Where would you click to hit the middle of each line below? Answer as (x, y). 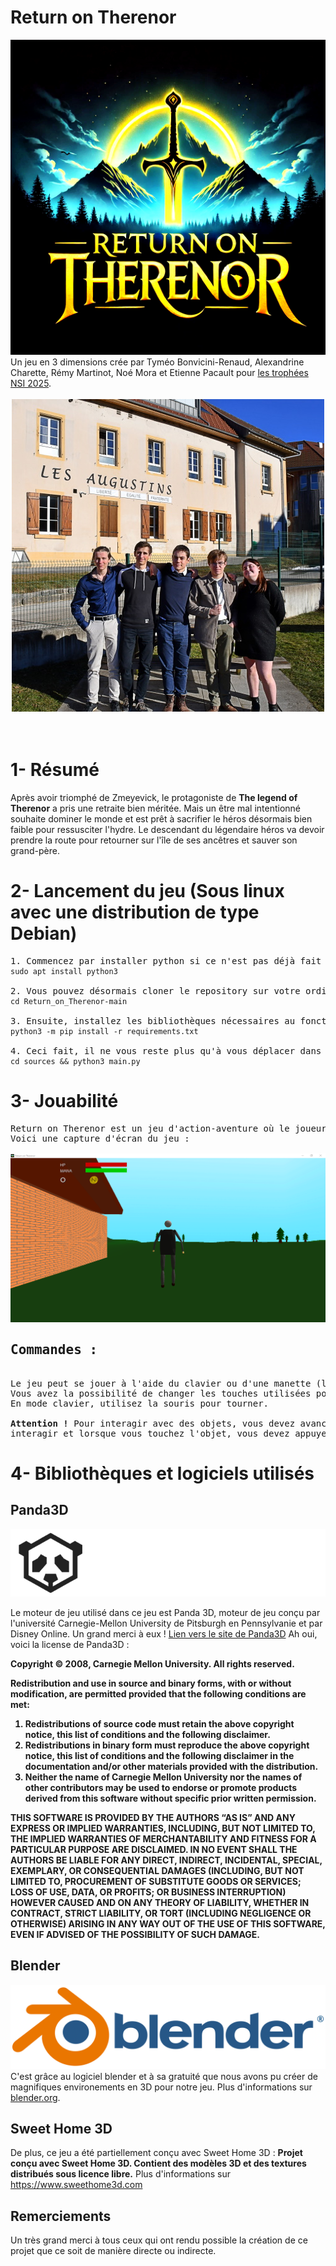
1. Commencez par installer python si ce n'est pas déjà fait (166, 960)
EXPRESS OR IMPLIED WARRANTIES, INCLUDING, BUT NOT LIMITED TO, (163, 1828)
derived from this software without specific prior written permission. (170, 1798)
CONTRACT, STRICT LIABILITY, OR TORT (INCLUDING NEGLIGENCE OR (161, 1913)
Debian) (44, 933)
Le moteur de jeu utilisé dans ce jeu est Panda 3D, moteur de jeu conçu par (165, 1612)
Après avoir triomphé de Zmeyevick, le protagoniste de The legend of (154, 797)
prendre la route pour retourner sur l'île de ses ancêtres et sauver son (154, 840)
